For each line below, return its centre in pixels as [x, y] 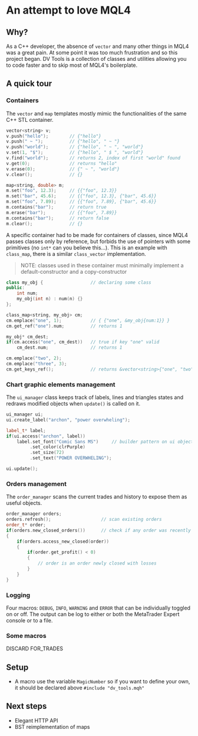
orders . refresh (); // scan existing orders [84, 520]
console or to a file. [29, 620]
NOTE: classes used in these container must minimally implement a [102, 265]
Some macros [26, 636]
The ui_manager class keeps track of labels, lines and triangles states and [95, 397]
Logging [18, 595]
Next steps [27, 706]
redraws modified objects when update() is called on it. [73, 404]
